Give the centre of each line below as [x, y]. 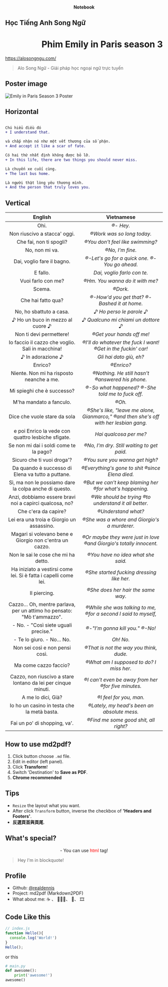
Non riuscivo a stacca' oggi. [42, 234]
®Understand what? [121, 512]
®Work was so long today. [120, 234]
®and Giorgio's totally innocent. [121, 544]
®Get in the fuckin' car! [121, 349]
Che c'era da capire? [42, 512]
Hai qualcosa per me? [121, 434]
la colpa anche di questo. [42, 489]
